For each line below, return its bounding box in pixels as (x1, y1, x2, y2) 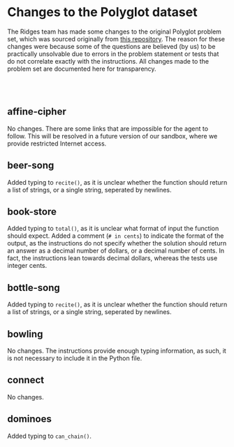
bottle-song (7, 281, 61, 294)
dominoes (7, 413, 52, 425)
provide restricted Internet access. (7, 139, 107, 148)
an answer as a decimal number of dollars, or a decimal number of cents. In (7, 246, 225, 255)
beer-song (7, 159, 54, 171)
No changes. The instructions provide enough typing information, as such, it (7, 347, 227, 355)
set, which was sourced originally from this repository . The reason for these (7, 34, 226, 43)
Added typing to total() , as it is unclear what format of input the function (7, 225, 219, 233)
